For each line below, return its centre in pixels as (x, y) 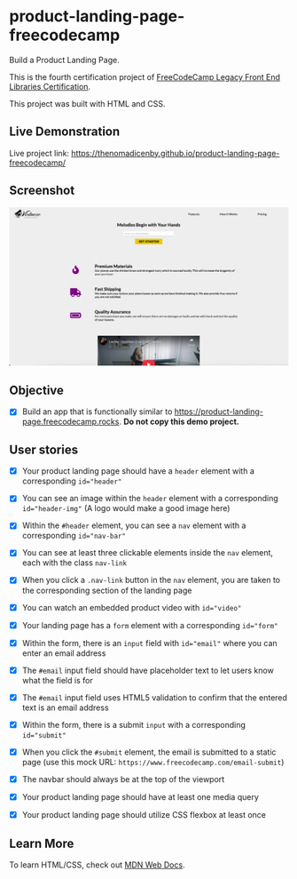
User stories (43, 449)
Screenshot (42, 191)
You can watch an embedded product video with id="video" (132, 607)
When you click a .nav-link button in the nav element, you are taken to (151, 580)
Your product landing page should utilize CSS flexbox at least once (144, 815)
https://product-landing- (219, 412)
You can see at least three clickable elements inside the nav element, (147, 553)
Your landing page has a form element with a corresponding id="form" (150, 625)
